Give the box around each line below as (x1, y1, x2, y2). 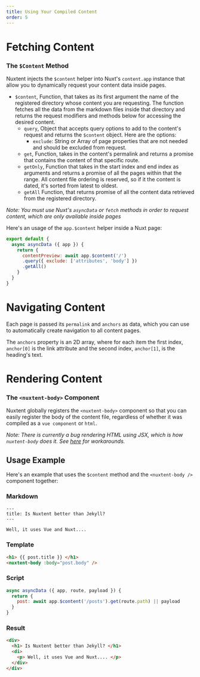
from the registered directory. (23, 195, 97, 202)
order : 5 (6, 14, 28, 20)
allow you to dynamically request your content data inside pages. (6, 81, 167, 89)
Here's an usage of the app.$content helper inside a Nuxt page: (6, 224, 162, 231)
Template (6, 541, 35, 549)
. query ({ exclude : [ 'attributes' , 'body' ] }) (21, 258, 137, 264)
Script (6, 574, 24, 582)
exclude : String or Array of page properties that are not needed (32, 137, 188, 144)
